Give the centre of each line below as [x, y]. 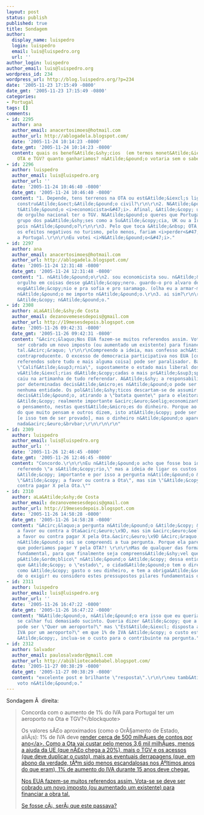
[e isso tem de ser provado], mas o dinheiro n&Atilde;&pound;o [100, 418]
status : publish [27, 18]
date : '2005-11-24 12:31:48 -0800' [57, 266]
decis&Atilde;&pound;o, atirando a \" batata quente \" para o [96, 396]
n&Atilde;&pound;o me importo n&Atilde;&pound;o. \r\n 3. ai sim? [100, 294]
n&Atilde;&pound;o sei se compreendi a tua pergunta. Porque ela [102, 543]
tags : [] [17, 108]
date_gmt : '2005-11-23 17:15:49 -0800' [57, 91]
